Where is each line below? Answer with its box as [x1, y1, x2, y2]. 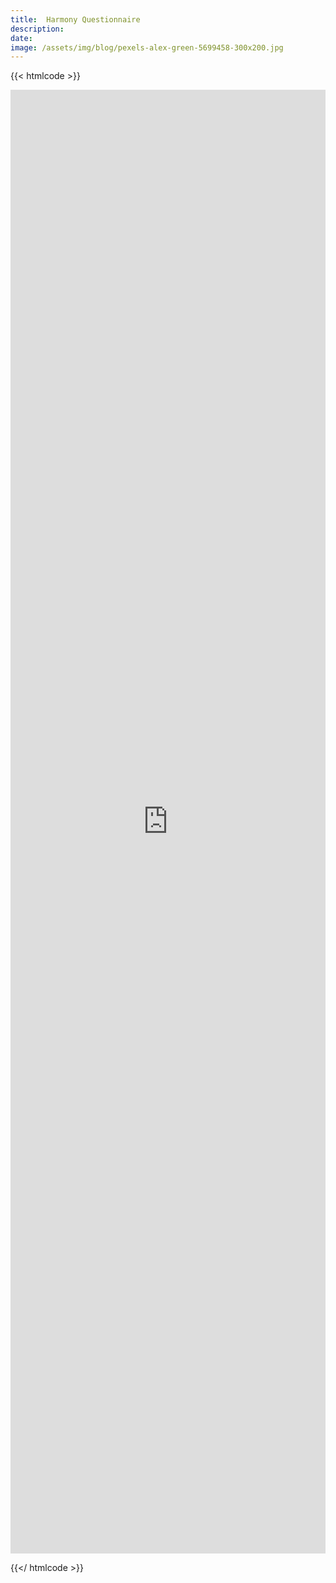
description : [10, 24, 65, 34]
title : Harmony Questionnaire [10, 14, 141, 25]
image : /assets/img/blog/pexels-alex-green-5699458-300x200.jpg [10, 42, 284, 53]
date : [10, 33, 33, 43]
